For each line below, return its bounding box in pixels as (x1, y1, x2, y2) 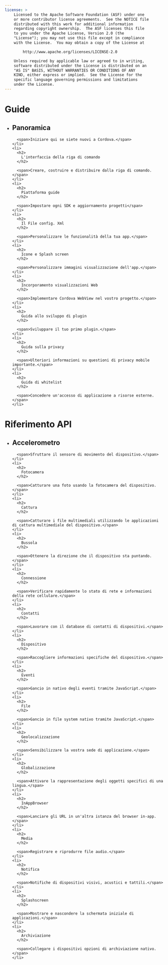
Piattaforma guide (21, 190, 60, 195)
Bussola (21, 540, 37, 545)
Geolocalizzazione (21, 734, 60, 740)
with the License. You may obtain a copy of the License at (14, 40, 144, 45)
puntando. (131, 553, 152, 558)
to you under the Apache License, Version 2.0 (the (14, 31, 124, 36)
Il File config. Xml (21, 220, 64, 226)
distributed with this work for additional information (14, 21, 134, 27)
